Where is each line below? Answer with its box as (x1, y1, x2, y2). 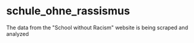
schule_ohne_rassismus (6, 4, 131, 18)
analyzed (6, 30, 29, 37)
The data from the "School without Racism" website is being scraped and (6, 24, 189, 31)
